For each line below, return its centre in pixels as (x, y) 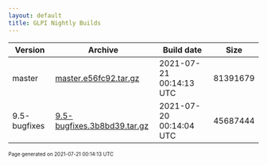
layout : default (35, 15)
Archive (103, 50)
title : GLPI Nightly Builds (55, 23)
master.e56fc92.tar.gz (97, 78)
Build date (182, 50)
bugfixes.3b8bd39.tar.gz (102, 125)
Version (30, 50)
